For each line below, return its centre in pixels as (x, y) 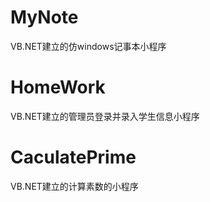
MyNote (44, 17)
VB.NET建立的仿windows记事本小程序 (88, 46)
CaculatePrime (73, 157)
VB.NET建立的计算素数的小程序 (74, 186)
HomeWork (58, 87)
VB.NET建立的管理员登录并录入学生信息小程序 (105, 116)
